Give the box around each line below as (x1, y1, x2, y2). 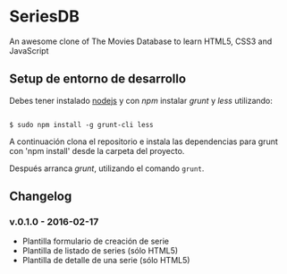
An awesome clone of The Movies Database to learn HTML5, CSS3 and (9, 36, 273, 47)
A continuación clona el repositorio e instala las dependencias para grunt (9, 136, 279, 147)
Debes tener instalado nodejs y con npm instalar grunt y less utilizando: (9, 95, 273, 106)
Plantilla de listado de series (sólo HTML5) (21, 245, 179, 256)
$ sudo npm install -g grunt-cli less (9, 120, 154, 129)
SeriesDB (9, 6, 80, 27)
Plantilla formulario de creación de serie (21, 235, 170, 247)
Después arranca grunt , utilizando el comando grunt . (9, 163, 205, 174)
